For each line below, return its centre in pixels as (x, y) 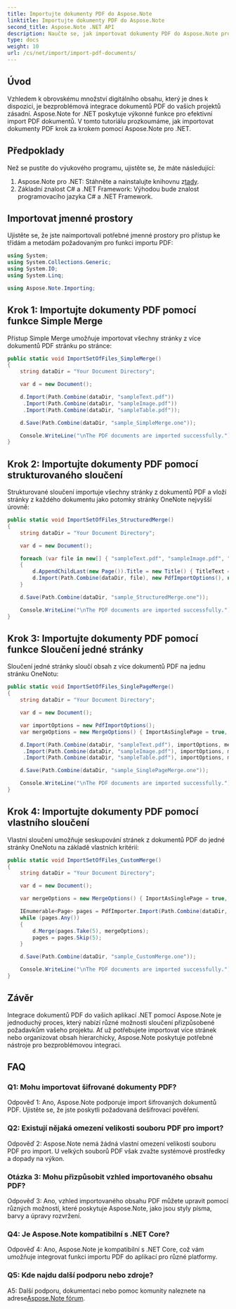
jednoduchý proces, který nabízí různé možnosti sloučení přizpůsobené (111, 1022)
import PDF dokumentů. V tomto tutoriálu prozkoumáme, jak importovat (111, 121)
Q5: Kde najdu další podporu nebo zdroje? (80, 1275)
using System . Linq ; (36, 275)
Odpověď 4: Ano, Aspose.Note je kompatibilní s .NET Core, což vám (106, 1249)
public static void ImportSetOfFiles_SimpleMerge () (84, 359)
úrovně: (18, 507)
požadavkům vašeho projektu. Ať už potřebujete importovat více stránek (112, 1030)
